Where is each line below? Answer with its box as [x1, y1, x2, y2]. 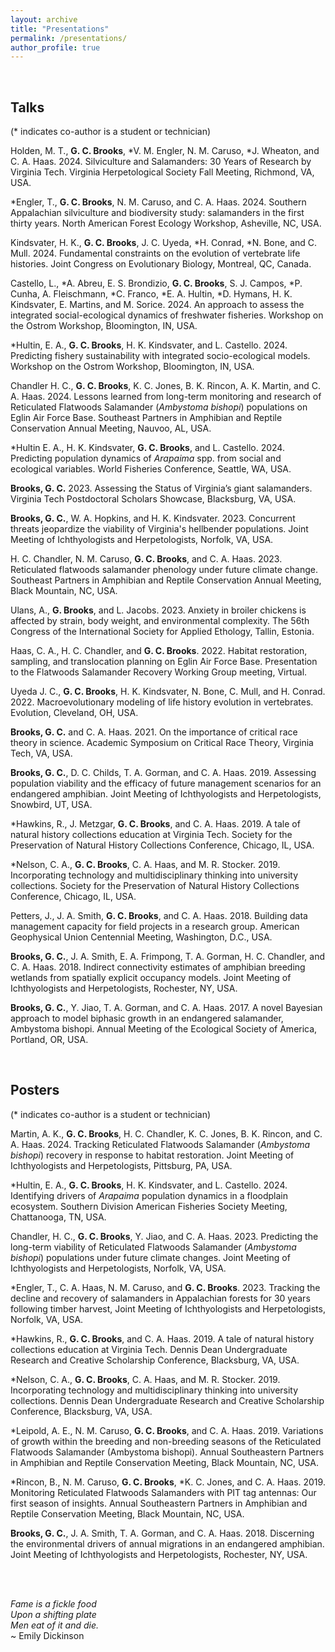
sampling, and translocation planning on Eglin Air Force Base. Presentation [10, 656, 318, 668]
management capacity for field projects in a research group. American [10, 921, 300, 933]
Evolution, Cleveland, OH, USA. [10, 707, 139, 719]
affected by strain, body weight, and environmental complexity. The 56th [10, 615, 310, 627]
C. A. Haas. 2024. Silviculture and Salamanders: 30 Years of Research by [10, 156, 312, 168]
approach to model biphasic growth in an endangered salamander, [10, 1012, 284, 1025]
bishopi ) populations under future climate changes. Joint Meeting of [10, 1251, 291, 1263]
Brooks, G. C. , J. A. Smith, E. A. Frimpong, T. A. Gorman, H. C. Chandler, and [10, 951, 325, 963]
